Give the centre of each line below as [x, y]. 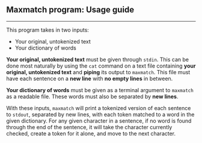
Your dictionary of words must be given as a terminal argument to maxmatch [100, 90]
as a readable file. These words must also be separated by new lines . [92, 96]
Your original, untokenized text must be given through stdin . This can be [98, 59]
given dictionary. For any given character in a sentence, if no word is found [99, 121]
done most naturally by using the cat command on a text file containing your [101, 66]
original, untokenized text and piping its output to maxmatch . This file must [98, 72]
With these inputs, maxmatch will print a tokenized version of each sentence [99, 108]
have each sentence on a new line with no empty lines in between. [90, 78]
